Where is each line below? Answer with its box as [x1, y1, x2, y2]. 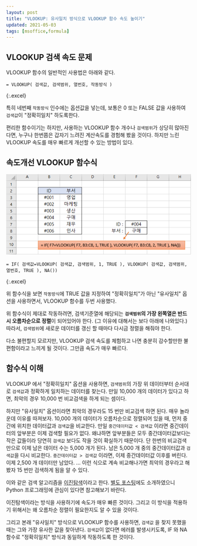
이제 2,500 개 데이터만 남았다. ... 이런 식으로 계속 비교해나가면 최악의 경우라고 [6, 459, 184, 466]
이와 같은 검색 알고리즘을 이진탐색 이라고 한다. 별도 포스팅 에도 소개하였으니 [6, 479, 175, 486]
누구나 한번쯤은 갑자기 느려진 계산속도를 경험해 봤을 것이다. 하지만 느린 [18, 131, 180, 138]
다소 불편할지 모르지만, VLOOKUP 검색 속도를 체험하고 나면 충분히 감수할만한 [6, 337, 183, 344]
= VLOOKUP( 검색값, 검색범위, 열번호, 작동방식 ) [6, 82, 113, 88]
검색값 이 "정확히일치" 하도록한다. [6, 112, 80, 119]
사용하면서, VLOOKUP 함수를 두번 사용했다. [16, 297, 117, 305]
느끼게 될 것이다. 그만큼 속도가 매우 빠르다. [31, 345, 128, 352]
